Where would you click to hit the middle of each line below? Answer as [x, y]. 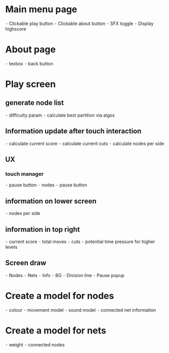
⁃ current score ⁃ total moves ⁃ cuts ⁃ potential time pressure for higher [80, 241]
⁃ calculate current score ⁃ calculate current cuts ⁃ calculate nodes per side [85, 143]
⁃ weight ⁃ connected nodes [35, 344]
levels [11, 247]
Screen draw [26, 263]
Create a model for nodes [60, 296]
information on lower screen [51, 201]
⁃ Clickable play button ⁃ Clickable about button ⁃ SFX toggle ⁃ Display [79, 23]
